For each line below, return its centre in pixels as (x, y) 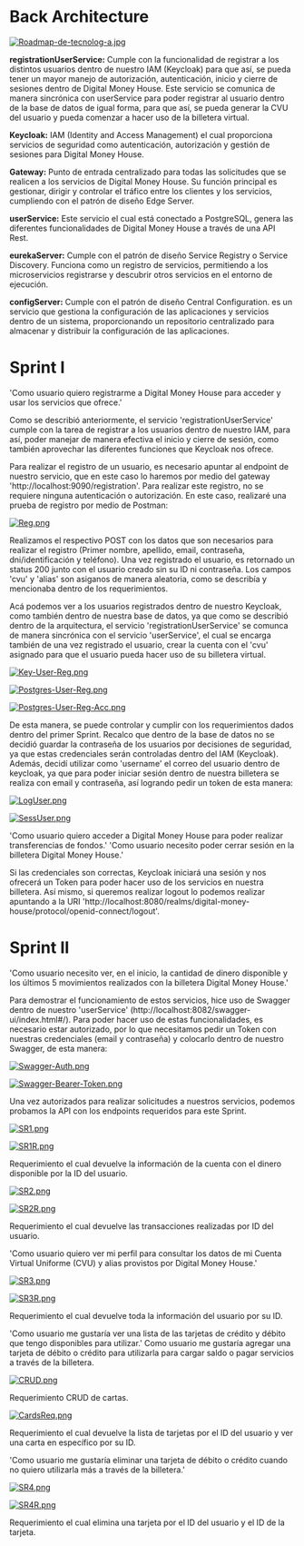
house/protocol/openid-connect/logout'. (85, 911)
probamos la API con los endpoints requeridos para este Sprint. (128, 1111)
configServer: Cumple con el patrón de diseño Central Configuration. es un (151, 302)
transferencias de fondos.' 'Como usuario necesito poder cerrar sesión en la (152, 845)
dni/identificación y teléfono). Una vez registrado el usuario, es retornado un (152, 560)
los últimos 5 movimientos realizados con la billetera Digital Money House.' (149, 982)
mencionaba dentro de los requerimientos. (89, 589)
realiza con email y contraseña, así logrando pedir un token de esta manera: (151, 782)
